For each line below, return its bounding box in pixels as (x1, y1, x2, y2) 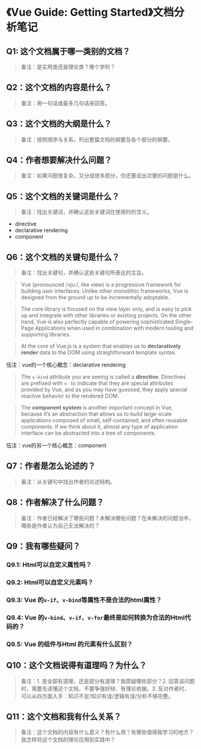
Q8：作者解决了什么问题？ (6, 497, 104, 507)
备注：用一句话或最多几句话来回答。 (20, 100, 111, 107)
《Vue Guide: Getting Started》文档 (6, 5, 175, 19)
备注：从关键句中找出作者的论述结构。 (20, 478, 115, 485)
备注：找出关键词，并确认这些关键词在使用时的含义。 (20, 208, 153, 216)
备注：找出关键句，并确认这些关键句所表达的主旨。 (20, 269, 147, 276)
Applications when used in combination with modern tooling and (35, 324, 194, 332)
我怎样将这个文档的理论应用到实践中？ (20, 736, 115, 744)
